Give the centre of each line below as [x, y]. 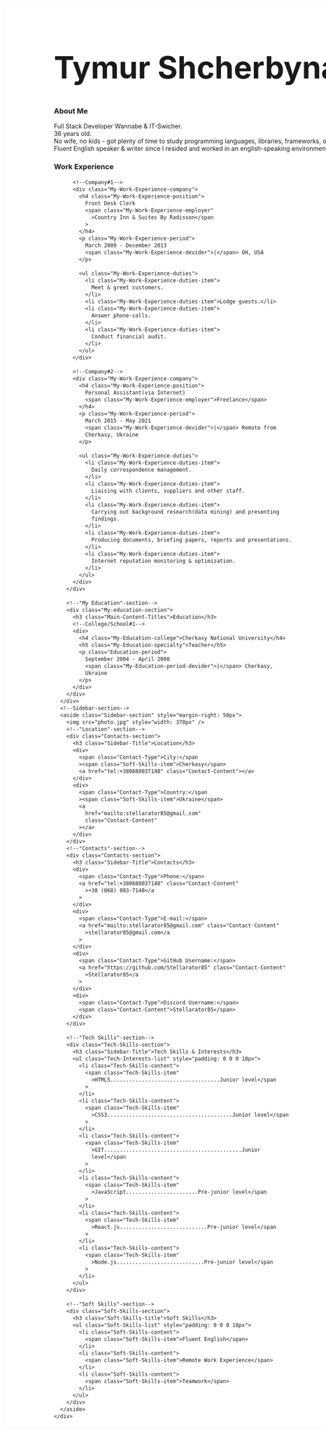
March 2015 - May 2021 [118, 421]
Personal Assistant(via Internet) [135, 393]
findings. [106, 519]
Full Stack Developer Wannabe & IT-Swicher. [118, 126]
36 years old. [72, 134]
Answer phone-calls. [121, 316]
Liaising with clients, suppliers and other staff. [168, 491]
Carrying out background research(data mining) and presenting [185, 512]
